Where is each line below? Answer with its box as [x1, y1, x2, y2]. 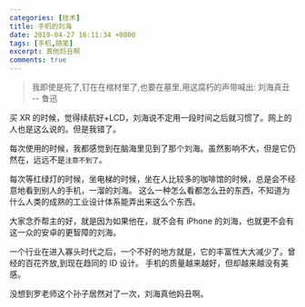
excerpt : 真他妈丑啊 [9, 47, 80, 56]
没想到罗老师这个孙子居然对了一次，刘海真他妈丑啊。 [9, 288, 209, 299]
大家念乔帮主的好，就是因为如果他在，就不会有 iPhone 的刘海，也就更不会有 [9, 215, 295, 226]
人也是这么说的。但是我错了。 [9, 124, 121, 134]
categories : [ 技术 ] [9, 13, 81, 23]
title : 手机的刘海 [9, 22, 73, 31]
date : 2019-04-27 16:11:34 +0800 [9, 30, 136, 39]
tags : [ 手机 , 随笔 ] [9, 38, 74, 48]
